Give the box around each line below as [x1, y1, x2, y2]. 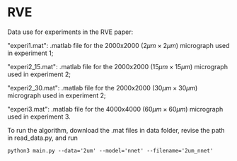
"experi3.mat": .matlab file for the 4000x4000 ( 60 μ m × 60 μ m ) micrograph [7, 105, 224, 113]
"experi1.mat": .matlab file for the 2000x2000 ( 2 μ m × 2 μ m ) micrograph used [7, 41, 230, 49]
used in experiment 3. [7, 112, 71, 121]
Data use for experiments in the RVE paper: [7, 28, 133, 36]
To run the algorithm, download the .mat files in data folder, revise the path [7, 126, 225, 134]
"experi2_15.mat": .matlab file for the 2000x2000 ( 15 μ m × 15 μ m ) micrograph [7, 62, 229, 71]
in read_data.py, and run [7, 133, 78, 142]
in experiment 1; [7, 49, 54, 57]
